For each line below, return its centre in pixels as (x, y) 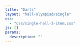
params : (13, 32)
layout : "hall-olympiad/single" (38, 14)
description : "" (26, 37)
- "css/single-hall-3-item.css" (43, 23)
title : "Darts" (21, 10)
